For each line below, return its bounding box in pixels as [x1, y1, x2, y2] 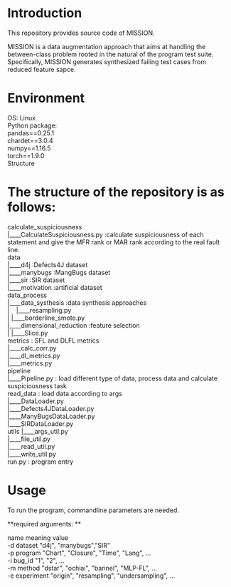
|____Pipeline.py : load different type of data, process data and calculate [7, 374, 218, 383]
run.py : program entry [7, 457, 74, 466]
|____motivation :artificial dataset [7, 283, 103, 291]
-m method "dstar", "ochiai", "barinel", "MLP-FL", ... [7, 563, 158, 572]
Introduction [7, 5, 82, 21]
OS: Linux [7, 113, 36, 122]
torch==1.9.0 [7, 151, 45, 160]
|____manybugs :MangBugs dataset [7, 268, 111, 276]
